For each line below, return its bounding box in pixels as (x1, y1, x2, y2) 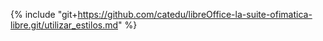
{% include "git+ (10, 9, 78, 20)
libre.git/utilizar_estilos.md (10, 19, 119, 31)
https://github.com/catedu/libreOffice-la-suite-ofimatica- (77, 9, 313, 20)
